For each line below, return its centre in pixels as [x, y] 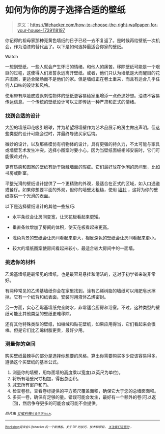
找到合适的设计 [23, 115]
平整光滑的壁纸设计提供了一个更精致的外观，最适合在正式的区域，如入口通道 [82, 183]
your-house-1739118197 [41, 30]
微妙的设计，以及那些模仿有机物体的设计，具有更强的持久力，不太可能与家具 [82, 144]
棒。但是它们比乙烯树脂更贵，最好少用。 [46, 330]
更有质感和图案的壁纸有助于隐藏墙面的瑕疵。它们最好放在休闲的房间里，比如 [82, 167]
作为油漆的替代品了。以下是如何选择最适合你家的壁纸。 [69, 46]
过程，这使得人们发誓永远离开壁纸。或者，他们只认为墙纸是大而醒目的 [84, 72]
